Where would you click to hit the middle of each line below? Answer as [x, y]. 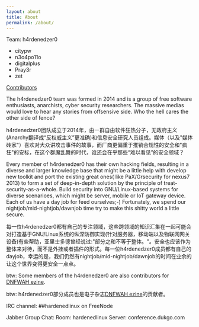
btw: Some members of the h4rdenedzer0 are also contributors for [88, 275]
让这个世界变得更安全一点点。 [42, 264]
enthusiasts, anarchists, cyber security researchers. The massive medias [95, 105]
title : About [22, 17]
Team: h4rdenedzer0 [32, 40]
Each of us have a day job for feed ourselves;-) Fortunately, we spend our [96, 202]
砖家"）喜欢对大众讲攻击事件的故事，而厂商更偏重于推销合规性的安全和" [94, 145]
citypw [23, 51]
